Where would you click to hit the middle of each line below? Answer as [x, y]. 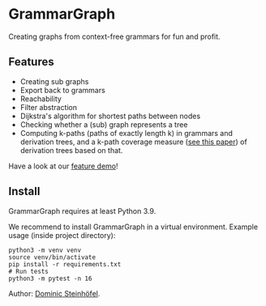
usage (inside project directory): [62, 235]
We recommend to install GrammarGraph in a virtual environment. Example [133, 227]
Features [31, 62]
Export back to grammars [62, 90]
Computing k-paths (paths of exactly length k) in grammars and [127, 133]
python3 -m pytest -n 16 [50, 278]
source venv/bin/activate [52, 257]
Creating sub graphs [54, 81]
